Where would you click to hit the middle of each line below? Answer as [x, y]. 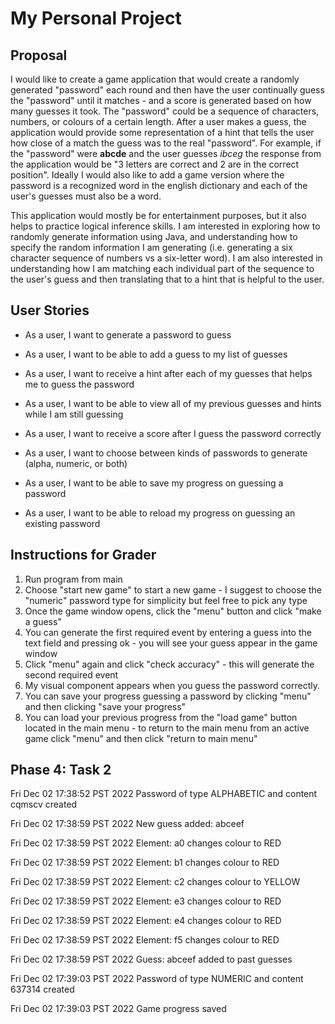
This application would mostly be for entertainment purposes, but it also [158, 215]
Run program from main [73, 579]
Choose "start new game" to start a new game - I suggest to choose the [173, 589]
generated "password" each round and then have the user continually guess [167, 90]
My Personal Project [96, 18]
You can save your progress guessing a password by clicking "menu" [168, 696]
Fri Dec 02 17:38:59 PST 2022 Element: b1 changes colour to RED [145, 863]
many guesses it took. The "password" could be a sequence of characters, [165, 111]
